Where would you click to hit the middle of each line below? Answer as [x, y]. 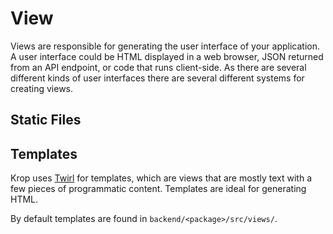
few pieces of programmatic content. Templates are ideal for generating [158, 189]
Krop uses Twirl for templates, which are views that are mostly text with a [161, 178]
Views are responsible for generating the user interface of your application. [165, 46]
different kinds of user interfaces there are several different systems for [157, 78]
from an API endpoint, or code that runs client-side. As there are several [158, 67]
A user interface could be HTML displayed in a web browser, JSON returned [167, 56]
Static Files [46, 120]
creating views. [42, 88]
